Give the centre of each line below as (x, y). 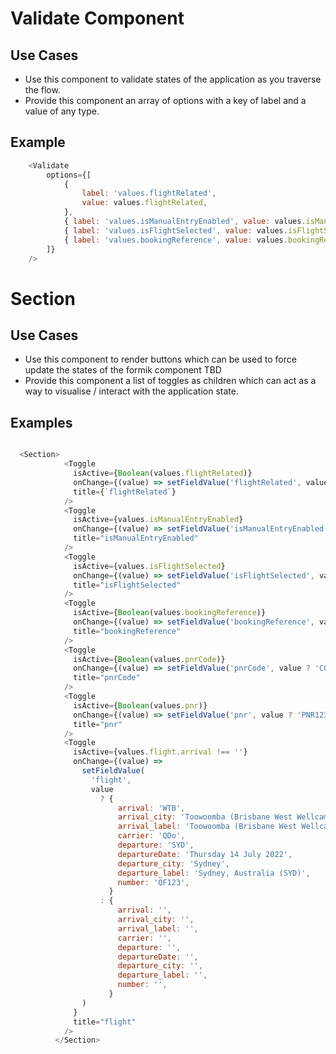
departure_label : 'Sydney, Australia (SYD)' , (214, 873)
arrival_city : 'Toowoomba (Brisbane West (205, 817)
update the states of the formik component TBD (123, 370)
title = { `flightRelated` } (125, 492)
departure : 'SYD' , (156, 845)
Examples (41, 422)
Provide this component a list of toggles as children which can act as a (170, 381)
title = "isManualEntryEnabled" (136, 538)
